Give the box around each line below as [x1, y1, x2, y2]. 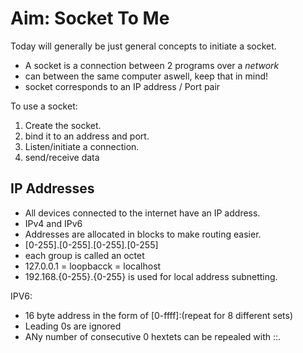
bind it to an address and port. [24, 130, 150, 142]
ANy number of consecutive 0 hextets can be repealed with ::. [24, 330, 282, 342]
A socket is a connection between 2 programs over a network [24, 59, 280, 71]
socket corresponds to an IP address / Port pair [24, 80, 221, 92]
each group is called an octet [24, 249, 145, 261]
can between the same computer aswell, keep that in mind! [24, 70, 269, 82]
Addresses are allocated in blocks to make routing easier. [24, 228, 262, 240]
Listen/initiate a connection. [24, 140, 140, 152]
